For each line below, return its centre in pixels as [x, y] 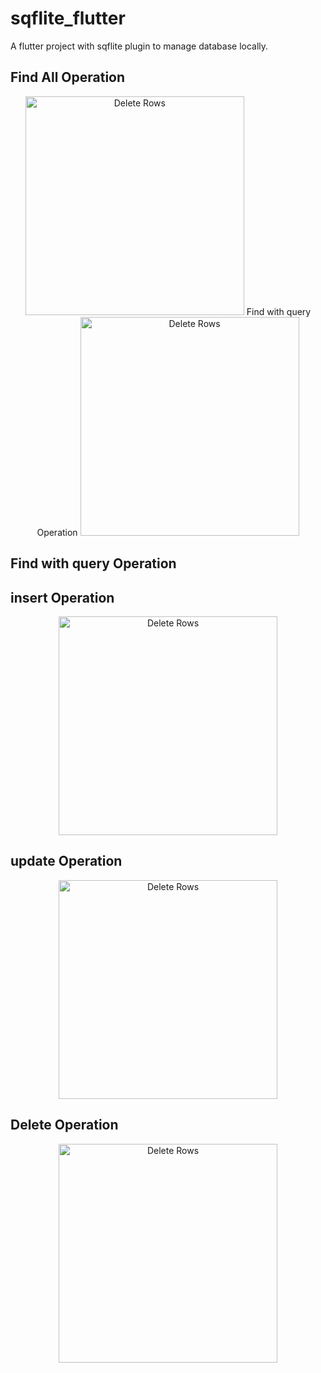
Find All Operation [68, 77]
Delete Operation [64, 1125]
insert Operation [62, 597]
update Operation [66, 861]
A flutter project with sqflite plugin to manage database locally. [139, 46]
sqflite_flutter [68, 18]
